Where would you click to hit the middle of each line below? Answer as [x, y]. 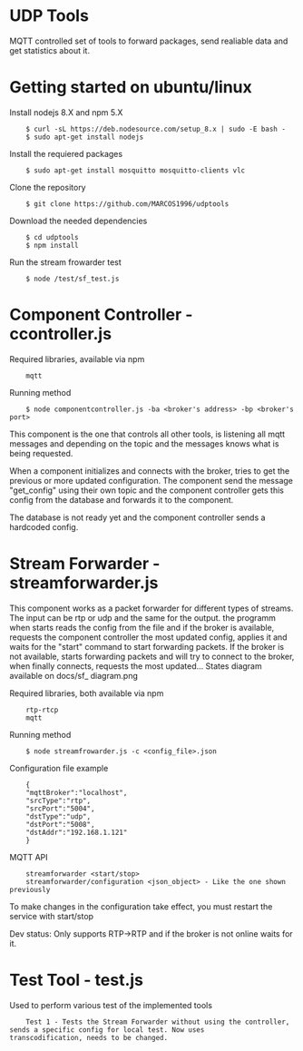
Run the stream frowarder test [66, 262]
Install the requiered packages [66, 153]
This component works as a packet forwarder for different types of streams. [151, 608]
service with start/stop [51, 916]
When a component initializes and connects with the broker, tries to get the [150, 471]
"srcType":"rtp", [59, 801]
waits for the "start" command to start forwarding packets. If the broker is [147, 646]
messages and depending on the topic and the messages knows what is [144, 443]
